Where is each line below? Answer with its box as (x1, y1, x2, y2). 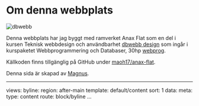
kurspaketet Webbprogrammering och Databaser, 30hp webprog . (6, 47, 166, 54)
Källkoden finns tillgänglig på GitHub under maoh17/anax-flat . (6, 58, 156, 65)
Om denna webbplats (6, 4, 114, 17)
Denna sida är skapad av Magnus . (6, 69, 89, 77)
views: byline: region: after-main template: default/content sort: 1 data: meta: (6, 87, 192, 94)
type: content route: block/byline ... (6, 92, 92, 100)
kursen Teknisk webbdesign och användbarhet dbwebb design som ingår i (6, 41, 188, 48)
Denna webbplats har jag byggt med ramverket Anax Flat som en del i (6, 34, 176, 41)
